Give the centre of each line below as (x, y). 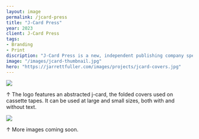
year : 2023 (20, 28)
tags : (13, 39)
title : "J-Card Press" (34, 22)
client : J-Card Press (33, 34)
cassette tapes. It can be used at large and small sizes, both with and (90, 101)
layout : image (24, 12)
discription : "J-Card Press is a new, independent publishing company (95, 56)
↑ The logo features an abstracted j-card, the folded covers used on (90, 95)
